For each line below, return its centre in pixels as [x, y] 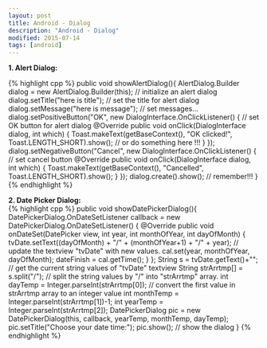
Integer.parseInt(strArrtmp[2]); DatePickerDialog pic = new [105, 311]
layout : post [30, 16]
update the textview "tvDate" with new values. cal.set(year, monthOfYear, [129, 251]
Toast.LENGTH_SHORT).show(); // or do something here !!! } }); [112, 143]
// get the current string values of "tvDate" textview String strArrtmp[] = [126, 268]
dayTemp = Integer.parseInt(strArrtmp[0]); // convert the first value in [122, 285]
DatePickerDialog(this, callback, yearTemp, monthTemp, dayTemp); [118, 319]
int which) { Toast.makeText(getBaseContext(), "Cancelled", [106, 168]
